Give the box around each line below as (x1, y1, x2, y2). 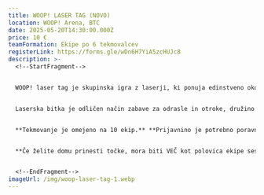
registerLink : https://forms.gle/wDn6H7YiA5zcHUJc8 (8, 48, 181, 56)
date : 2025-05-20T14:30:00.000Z (8, 26, 114, 34)
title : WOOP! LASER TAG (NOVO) (8, 11, 111, 20)
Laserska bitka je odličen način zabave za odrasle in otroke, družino (15, 105, 255, 112)
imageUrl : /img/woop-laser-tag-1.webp (8, 175, 135, 183)
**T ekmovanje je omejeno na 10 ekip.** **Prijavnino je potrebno (15, 126, 234, 134)
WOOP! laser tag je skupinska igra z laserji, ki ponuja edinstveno (15, 83, 244, 91)
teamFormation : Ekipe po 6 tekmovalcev (8, 41, 139, 49)
